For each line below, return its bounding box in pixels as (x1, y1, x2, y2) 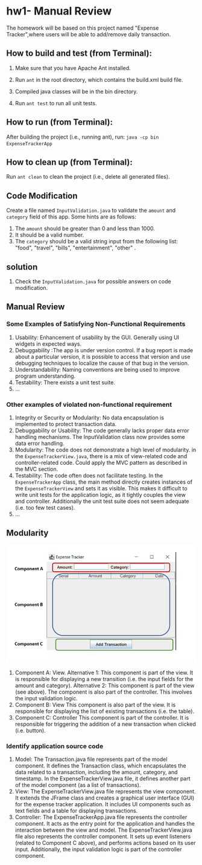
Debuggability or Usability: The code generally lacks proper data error (14, 427, 189, 434)
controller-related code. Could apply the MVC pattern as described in (14, 459, 188, 466)
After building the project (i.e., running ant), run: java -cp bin (6, 133, 159, 140)
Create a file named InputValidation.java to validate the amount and (6, 207, 176, 214)
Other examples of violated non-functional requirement (6, 400, 172, 409)
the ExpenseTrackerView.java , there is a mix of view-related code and (14, 452, 188, 459)
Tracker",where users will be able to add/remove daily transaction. (6, 30, 171, 38)
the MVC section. (14, 465, 58, 473)
